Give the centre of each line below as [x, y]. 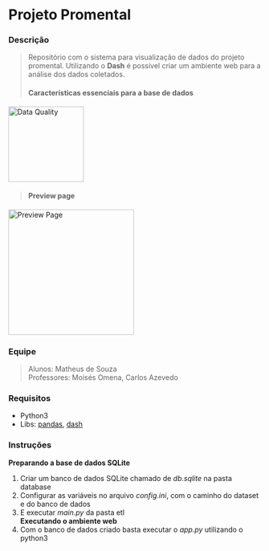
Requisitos [29, 398]
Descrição [29, 40]
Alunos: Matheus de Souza [73, 369]
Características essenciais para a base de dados [111, 93]
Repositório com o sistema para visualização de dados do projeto [136, 57]
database [35, 487]
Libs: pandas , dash [51, 424]
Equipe [22, 351]
